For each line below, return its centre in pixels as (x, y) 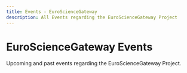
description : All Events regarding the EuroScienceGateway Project (92, 17)
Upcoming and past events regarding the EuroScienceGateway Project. (94, 63)
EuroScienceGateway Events (79, 47)
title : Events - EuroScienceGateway (52, 12)
